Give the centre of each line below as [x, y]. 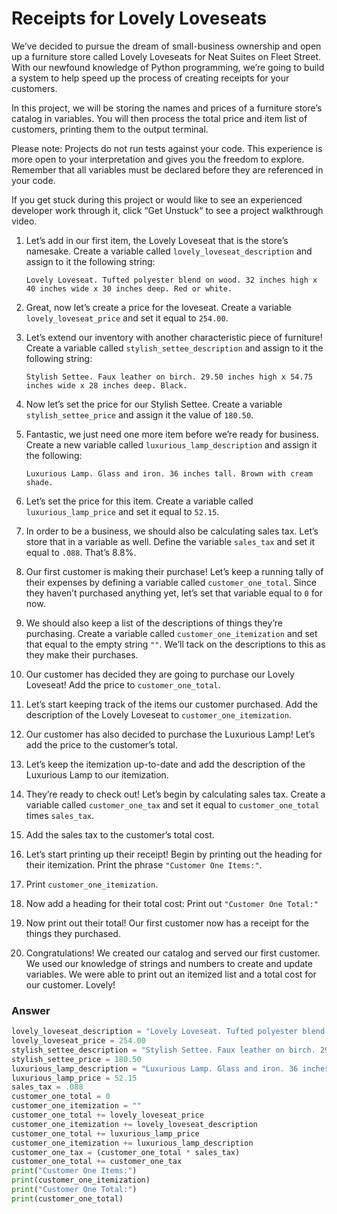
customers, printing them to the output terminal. [110, 129]
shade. [39, 482]
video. [24, 221]
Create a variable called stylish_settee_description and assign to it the [174, 348]
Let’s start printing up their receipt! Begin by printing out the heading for [174, 854]
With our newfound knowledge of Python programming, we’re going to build [168, 67]
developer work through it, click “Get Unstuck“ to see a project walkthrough [167, 210]
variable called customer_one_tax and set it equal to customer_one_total [172, 804]
